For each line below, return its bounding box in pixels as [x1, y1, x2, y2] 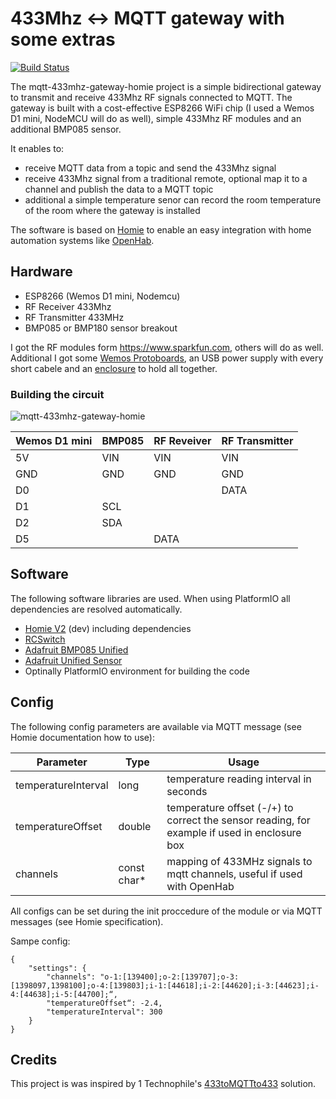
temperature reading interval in [166, 772, 312, 786]
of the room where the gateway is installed [24, 204, 201, 216]
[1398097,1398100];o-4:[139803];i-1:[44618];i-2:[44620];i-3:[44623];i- [10, 980, 320, 991]
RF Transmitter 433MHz [24, 311, 125, 323]
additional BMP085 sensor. [10, 123, 122, 135]
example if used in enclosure [166, 825, 302, 839]
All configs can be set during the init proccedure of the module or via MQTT [10, 905, 323, 917]
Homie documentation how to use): [10, 731, 155, 743]
